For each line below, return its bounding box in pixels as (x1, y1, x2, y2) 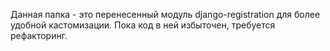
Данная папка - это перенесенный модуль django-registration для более (10, 9, 321, 20)
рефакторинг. (10, 30, 68, 41)
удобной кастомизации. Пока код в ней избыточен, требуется (10, 19, 276, 31)
